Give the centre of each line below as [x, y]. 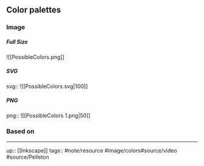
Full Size [17, 41]
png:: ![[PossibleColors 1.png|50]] [49, 116]
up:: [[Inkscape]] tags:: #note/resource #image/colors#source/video [92, 150]
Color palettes [34, 10]
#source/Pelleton [28, 157]
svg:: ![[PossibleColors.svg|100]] [47, 86]
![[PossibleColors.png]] [36, 57]
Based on [20, 131]
